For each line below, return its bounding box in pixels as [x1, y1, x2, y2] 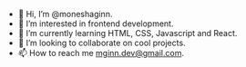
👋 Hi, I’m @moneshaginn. [17, 9, 113, 19]
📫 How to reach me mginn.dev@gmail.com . [17, 48, 185, 58]
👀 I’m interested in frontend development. [17, 18, 174, 29]
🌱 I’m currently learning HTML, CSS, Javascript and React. [17, 28, 238, 38]
